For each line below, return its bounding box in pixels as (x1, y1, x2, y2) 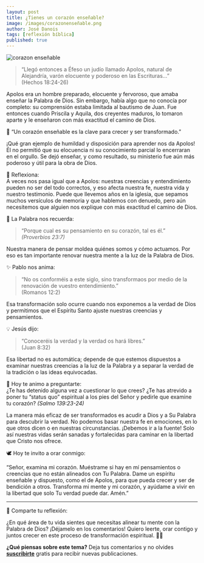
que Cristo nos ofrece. (6, 438, 63, 444)
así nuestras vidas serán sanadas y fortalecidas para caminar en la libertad (6, 431, 194, 438)
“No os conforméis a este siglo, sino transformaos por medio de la (21, 276, 188, 283)
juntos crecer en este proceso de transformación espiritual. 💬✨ (6, 532, 163, 539)
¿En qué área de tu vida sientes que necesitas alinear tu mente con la (6, 519, 180, 526)
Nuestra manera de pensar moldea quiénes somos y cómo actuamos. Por (6, 245, 191, 253)
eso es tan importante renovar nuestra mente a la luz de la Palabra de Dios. (6, 252, 194, 259)
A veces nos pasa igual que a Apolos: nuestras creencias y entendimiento (6, 178, 191, 184)
